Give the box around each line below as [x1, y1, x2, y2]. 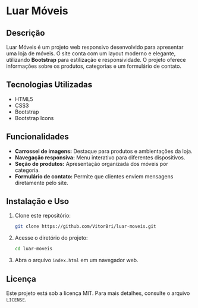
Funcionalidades [6, 132, 70, 142]
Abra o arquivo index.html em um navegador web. [14, 257, 139, 264]
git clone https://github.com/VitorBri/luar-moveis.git [14, 224, 156, 230]
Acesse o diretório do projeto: [14, 234, 88, 241]
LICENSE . [6, 296, 27, 303]
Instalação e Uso [6, 196, 70, 206]
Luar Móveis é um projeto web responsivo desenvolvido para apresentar [6, 43, 184, 51]
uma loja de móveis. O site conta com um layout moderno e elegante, [6, 50, 176, 57]
